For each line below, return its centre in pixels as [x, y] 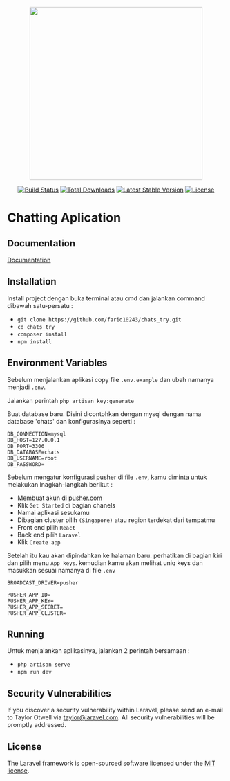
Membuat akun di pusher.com [59, 498]
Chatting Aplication [64, 218]
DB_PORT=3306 [26, 446]
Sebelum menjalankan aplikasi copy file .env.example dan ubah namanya [111, 379]
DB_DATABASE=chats [33, 452]
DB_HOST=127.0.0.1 [33, 440]
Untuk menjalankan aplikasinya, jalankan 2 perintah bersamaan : [98, 651]
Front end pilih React [46, 527]
